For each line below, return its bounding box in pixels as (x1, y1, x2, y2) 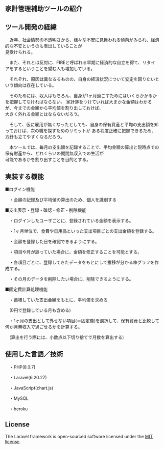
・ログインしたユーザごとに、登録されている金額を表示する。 (9, 218, 134, 224)
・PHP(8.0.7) (9, 364, 36, 370)
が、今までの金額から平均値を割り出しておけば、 (5, 105, 104, 111)
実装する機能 (5, 172, 44, 181)
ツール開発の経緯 (5, 23, 57, 31)
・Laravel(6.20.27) (9, 374, 47, 380)
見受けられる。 (5, 49, 35, 55)
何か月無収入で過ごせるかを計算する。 (5, 324, 82, 330)
